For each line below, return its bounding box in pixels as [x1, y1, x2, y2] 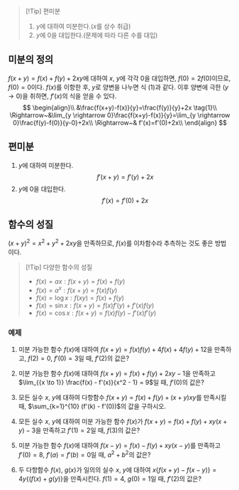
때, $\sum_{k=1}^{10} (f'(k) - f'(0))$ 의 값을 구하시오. [18, 402, 166, 411]
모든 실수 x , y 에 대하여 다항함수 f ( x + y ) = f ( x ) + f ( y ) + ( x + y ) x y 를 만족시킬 [18, 393, 227, 402]
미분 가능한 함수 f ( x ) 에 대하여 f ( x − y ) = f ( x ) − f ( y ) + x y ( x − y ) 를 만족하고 [18, 441, 221, 450]
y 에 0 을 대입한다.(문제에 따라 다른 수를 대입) [35, 31, 158, 39]
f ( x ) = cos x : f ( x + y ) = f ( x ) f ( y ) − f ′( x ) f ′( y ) [35, 309, 157, 317]
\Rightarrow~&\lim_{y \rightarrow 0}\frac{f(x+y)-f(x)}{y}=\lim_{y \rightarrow [9, 110, 230, 119]
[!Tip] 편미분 [25, 7, 61, 15]
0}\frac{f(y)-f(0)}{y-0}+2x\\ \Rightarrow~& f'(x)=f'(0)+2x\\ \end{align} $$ [12, 118, 228, 127]
